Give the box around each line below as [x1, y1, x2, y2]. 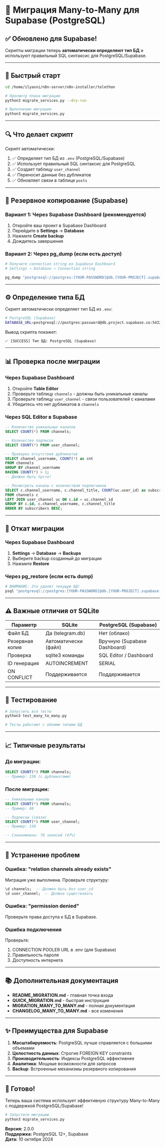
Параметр [11, 621, 37, 628]
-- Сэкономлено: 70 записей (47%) [5, 833, 76, 838]
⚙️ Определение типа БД [5, 293, 85, 301]
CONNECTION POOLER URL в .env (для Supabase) [12, 947, 116, 953]
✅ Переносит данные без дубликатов [12, 172, 91, 177]
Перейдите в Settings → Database [12, 228, 84, 233]
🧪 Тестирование [5, 696, 57, 704]
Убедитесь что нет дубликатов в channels [12, 401, 99, 407]
